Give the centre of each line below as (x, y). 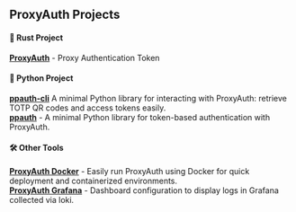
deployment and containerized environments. (94, 181)
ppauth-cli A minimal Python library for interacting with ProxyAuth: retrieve (148, 98)
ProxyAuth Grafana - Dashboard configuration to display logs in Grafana (144, 190)
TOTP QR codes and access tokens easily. (88, 108)
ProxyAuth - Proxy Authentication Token (85, 57)
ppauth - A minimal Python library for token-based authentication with (140, 117)
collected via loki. (42, 200)
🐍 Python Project (41, 78)
